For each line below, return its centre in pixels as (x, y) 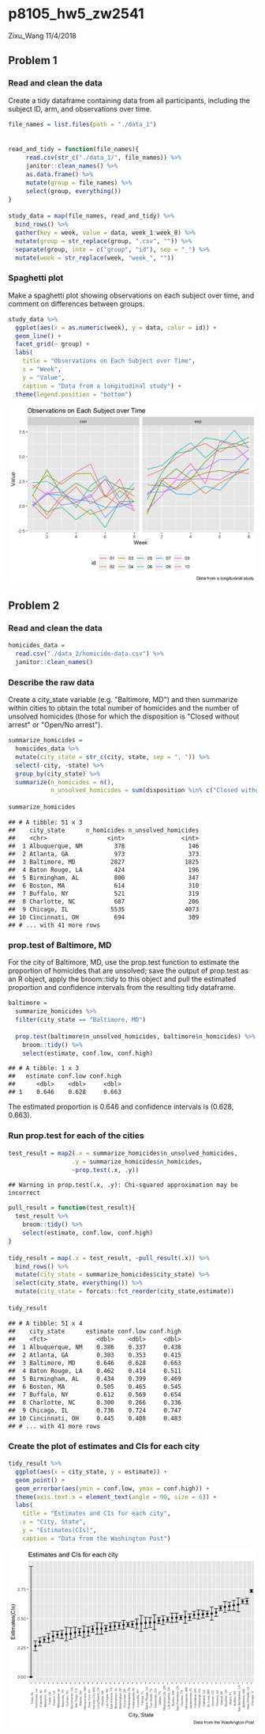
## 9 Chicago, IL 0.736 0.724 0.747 (95, 1410)
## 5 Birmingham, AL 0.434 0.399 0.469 (95, 1379)
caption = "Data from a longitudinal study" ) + (102, 386)
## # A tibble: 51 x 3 (45, 823)
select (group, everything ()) (74, 191)
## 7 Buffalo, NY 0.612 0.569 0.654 (95, 1394)
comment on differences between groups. (77, 304)
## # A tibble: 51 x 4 (45, 1323)
